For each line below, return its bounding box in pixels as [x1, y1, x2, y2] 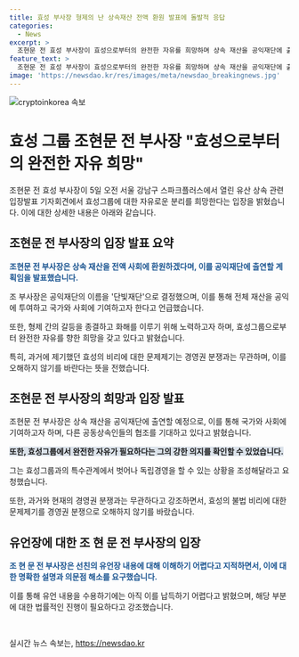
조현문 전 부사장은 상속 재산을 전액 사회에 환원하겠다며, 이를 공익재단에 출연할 [9, 260, 274, 272]
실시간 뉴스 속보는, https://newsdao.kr [9, 638, 145, 649]
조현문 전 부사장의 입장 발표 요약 [9, 235, 174, 250]
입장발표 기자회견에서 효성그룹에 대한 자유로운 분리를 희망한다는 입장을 [9, 195, 255, 206]
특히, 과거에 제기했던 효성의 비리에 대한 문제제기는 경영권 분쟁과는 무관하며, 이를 [9, 351, 287, 362]
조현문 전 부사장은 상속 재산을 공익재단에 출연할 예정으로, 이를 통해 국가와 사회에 [9, 416, 287, 427]
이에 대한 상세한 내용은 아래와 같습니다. [20, 207, 157, 218]
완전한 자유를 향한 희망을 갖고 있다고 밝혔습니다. [18, 332, 185, 343]
